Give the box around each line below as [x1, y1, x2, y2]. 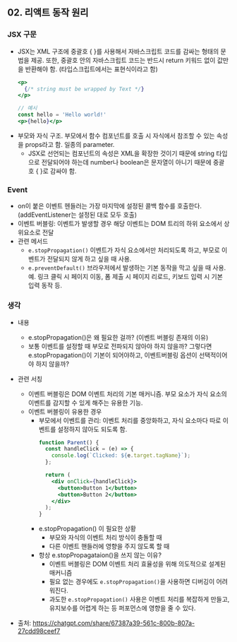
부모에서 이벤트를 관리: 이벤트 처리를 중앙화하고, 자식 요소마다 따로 [38, 416, 221, 424]
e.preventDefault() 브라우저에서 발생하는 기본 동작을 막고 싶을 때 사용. [28, 263, 226, 272]
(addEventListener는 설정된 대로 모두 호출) [17, 210, 138, 219]
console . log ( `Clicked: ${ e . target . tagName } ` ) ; [51, 452, 191, 459]
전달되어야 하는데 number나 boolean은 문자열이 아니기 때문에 [41, 157, 212, 166]
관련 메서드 [17, 237, 49, 246]
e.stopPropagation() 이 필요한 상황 [38, 525, 136, 533]
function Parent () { [38, 439, 99, 446]
